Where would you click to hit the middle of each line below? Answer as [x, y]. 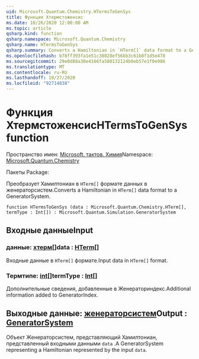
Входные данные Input [50, 231]
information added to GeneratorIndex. [52, 295]
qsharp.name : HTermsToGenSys [42, 45]
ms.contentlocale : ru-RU [37, 72]
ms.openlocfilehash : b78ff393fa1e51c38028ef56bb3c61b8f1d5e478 [86, 56]
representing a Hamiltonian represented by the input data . [77, 350]
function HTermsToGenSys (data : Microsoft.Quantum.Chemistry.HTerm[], [96, 207]
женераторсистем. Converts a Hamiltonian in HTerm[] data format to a [92, 190]
